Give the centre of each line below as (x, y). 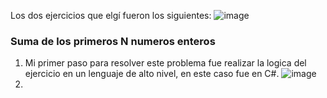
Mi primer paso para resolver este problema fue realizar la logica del (165, 63)
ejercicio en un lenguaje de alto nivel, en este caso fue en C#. (152, 74)
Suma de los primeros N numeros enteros (113, 41)
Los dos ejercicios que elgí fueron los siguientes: (111, 15)
